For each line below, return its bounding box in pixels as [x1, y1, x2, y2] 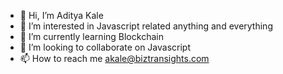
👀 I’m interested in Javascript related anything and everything [19, 20, 273, 32]
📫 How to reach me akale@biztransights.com [19, 53, 210, 64]
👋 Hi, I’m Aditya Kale [19, 10, 104, 21]
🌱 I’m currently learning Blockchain [19, 31, 164, 42]
